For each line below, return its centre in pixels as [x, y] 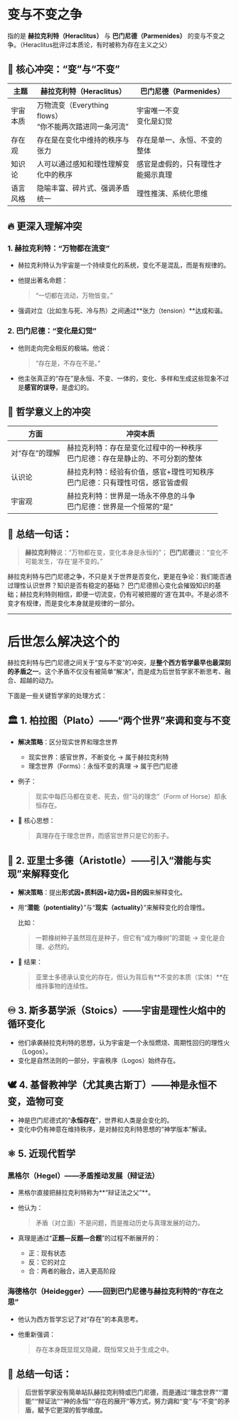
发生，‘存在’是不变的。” [70, 562]
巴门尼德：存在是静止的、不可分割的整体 [135, 458]
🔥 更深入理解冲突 [45, 227]
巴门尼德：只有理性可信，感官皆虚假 [128, 482]
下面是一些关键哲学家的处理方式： [57, 696]
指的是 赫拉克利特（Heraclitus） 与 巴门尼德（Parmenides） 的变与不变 [113, 36]
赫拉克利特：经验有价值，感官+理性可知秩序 [141, 472]
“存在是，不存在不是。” [68, 363]
